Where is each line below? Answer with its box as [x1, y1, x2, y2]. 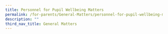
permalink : [5, 12, 28, 17]
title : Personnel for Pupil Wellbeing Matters [5, 7, 104, 12]
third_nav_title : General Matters [5, 21, 77, 26]
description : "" [5, 16, 39, 21]
